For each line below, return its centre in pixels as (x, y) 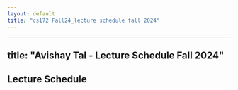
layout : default (31, 14)
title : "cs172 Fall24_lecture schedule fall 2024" (84, 20)
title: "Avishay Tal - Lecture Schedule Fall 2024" (116, 55)
